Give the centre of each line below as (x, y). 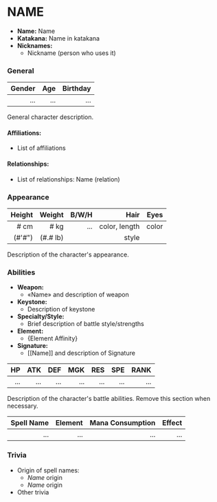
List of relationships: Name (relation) (68, 179)
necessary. (23, 406)
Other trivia (33, 492)
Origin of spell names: (48, 470)
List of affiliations (42, 148)
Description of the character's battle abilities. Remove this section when (109, 399)
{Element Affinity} (52, 338)
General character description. (50, 117)
